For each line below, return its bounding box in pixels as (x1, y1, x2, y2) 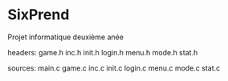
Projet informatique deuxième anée (7, 32, 124, 42)
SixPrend (7, 6, 70, 24)
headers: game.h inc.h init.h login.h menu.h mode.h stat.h (7, 47, 198, 57)
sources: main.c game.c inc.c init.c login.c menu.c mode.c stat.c (7, 63, 221, 73)
